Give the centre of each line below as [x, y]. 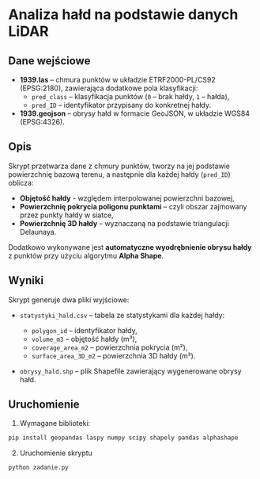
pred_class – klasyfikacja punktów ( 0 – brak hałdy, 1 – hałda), [130, 96]
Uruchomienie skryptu [56, 453]
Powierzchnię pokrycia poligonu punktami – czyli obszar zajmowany [133, 206]
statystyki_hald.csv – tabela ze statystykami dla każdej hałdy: [122, 315]
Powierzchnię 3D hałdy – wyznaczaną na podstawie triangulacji [124, 223]
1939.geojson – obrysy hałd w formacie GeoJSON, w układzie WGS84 [135, 113]
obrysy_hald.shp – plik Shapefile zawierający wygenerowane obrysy [131, 371]
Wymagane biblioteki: [55, 423]
